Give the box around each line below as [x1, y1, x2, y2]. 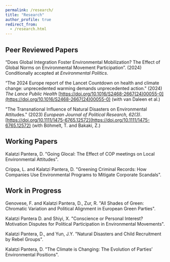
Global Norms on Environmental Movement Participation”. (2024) [5, 64, 142, 71]
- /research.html [10, 27, 47, 32]
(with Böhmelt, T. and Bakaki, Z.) [32, 122, 101, 128]
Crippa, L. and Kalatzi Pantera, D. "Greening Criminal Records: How [5, 166, 147, 172]
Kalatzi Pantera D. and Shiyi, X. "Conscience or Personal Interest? [5, 215, 143, 222]
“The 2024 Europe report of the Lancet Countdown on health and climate [5, 80, 160, 86]
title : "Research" [5, 12, 44, 17]
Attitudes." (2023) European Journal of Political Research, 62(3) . [5, 111, 142, 118]
